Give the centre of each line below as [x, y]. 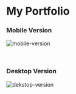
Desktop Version [31, 71]
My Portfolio [38, 11]
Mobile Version [29, 31]
